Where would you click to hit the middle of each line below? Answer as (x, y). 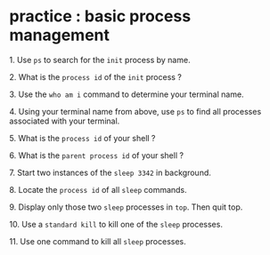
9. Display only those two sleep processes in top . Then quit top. (126, 207)
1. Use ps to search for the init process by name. (100, 60)
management (59, 35)
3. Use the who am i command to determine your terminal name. (127, 94)
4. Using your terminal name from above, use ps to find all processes (135, 111)
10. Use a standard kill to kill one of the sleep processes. (116, 224)
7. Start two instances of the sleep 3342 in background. (110, 172)
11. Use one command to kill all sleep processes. (98, 241)
